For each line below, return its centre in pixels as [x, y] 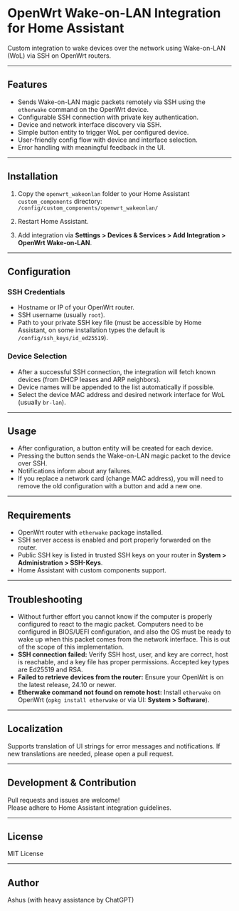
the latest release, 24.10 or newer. [67, 684]
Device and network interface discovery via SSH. [90, 124]
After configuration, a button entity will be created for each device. [115, 448]
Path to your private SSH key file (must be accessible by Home [110, 323]
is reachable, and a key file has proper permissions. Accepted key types [123, 662]
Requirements [39, 515]
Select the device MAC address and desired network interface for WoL [121, 394]
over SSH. [32, 463]
